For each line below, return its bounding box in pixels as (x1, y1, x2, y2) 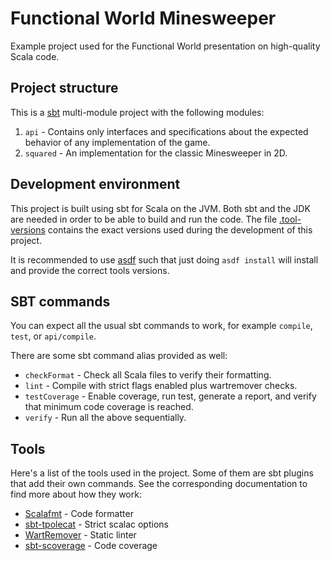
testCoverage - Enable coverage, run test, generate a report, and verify (24, 390, 317, 402)
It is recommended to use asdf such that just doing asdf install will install (10, 253, 319, 266)
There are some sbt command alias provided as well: (10, 350, 228, 362)
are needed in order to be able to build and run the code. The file (10, 213, 278, 225)
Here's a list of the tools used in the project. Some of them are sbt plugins (10, 467, 314, 479)
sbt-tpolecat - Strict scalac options (24, 518, 169, 531)
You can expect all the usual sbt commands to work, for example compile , (10, 320, 313, 332)
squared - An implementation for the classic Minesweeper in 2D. (24, 147, 288, 159)
